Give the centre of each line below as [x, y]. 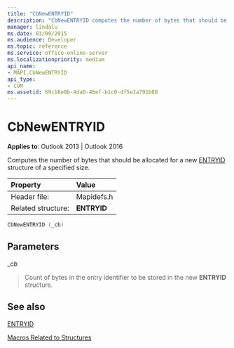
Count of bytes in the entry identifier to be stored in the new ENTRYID [125, 277]
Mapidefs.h [95, 197]
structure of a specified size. [49, 168]
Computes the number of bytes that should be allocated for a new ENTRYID [116, 160]
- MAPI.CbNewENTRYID [37, 72]
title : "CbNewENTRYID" [40, 14]
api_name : [22, 66]
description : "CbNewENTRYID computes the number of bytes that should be [117, 20]
